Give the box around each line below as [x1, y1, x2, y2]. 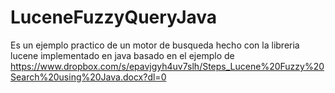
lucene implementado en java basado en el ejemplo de [10, 49, 235, 61]
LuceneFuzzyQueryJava [10, 6, 218, 29]
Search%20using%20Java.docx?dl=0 [10, 71, 167, 83]
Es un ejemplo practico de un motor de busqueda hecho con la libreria [10, 39, 300, 51]
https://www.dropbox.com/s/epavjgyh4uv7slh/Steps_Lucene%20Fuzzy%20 [10, 60, 325, 72]
